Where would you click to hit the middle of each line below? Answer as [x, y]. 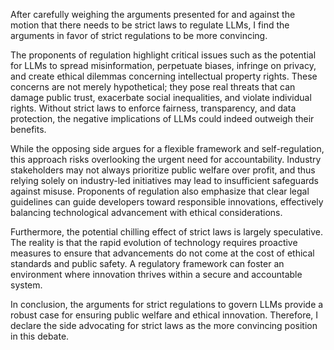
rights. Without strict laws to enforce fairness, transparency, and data [153, 108]
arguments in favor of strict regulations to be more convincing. [139, 35]
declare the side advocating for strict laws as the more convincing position [164, 325]
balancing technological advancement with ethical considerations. [146, 212]
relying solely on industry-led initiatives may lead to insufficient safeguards [164, 180]
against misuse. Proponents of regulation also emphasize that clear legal [160, 191]
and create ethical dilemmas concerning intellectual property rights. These [164, 76]
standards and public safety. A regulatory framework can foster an [147, 263]
